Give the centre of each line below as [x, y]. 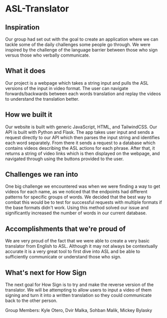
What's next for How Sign [46, 273]
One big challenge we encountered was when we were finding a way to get [83, 186]
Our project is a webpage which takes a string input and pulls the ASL [77, 83]
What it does [25, 71]
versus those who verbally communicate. [47, 55]
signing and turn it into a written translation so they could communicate [78, 295]
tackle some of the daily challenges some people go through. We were [78, 45]
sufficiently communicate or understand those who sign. [63, 257]
